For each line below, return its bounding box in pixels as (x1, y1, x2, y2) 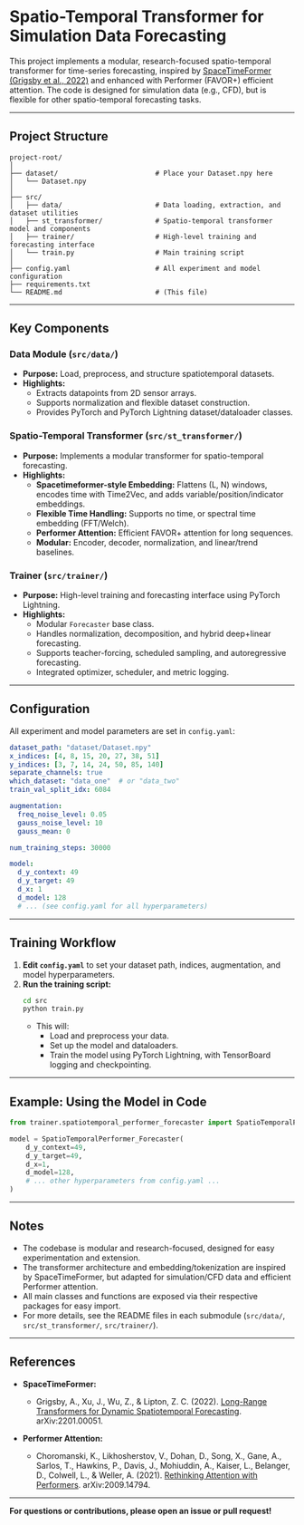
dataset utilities (9, 208, 79, 217)
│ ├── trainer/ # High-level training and (9, 232, 257, 241)
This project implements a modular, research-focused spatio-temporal (9, 55, 271, 66)
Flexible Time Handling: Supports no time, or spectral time (35, 507, 256, 518)
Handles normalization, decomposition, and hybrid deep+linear (35, 628, 271, 640)
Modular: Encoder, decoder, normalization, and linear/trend (35, 536, 258, 547)
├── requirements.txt (9, 279, 91, 289)
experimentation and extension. (22, 1252, 141, 1263)
